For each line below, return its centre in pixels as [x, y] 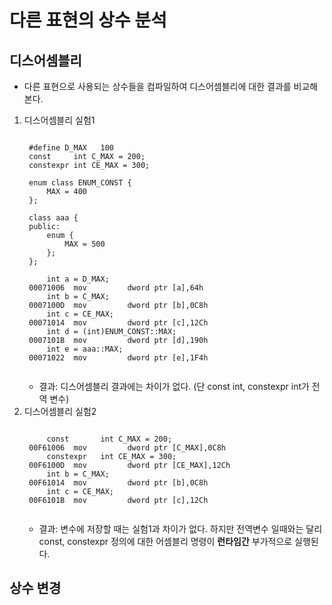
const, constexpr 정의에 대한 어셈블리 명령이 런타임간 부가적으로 [165, 541]
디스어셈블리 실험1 [59, 120]
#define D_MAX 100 [71, 148]
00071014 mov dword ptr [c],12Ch [118, 323]
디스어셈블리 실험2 [60, 411]
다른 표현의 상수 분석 [88, 20]
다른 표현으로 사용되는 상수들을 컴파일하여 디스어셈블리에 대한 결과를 [157, 86]
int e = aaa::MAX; [85, 349]
